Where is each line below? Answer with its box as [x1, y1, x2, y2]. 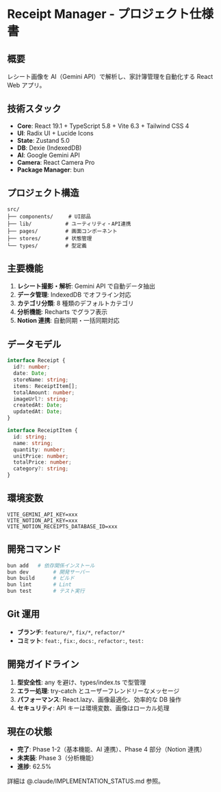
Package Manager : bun [16, 166, 84, 174]
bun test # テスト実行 [7, 588, 86, 595]
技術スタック [7, 103, 62, 115]
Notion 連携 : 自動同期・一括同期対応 [16, 317, 120, 325]
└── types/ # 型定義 [7, 242, 88, 249]
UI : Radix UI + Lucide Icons [16, 128, 94, 137]
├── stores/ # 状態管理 [7, 235, 92, 242]
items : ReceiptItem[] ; [13, 383, 78, 389]
